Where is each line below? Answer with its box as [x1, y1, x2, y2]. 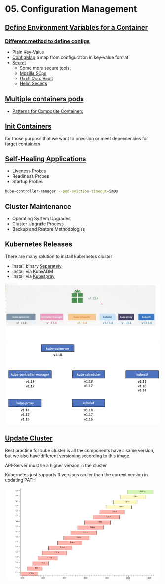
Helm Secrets [19, 80, 47, 86]
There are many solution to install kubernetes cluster [5, 253, 113, 259]
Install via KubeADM [12, 268, 53, 274]
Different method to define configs [5, 38, 90, 45]
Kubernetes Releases [5, 240, 73, 249]
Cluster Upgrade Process [12, 221, 64, 227]
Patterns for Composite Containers [12, 108, 83, 114]
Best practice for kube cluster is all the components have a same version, [5, 447, 155, 453]
